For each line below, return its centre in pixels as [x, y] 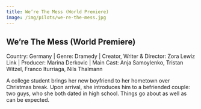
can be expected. [28, 100]
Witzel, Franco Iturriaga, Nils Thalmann [54, 69]
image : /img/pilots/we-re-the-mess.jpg [56, 17]
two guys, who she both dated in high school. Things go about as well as [97, 93]
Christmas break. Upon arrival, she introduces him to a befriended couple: [98, 87]
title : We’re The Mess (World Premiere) [58, 12]
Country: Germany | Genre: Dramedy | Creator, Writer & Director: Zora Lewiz [101, 56]
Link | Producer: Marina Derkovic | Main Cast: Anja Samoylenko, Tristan [95, 63]
